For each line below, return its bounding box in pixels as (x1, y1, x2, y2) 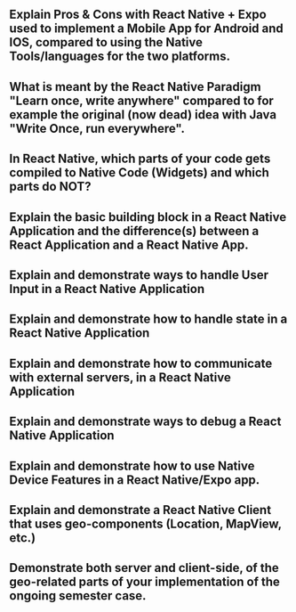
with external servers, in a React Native (9, 370, 231, 385)
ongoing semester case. (9, 588, 147, 604)
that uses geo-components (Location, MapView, (9, 516, 282, 531)
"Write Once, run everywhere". (9, 120, 185, 136)
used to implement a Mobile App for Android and (9, 21, 284, 37)
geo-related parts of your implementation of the (9, 575, 280, 590)
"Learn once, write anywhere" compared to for (9, 93, 274, 108)
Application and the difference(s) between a (9, 223, 260, 239)
